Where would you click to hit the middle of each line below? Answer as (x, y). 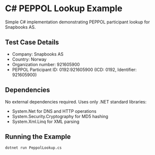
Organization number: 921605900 (46, 64)
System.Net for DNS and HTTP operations (54, 111)
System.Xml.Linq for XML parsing (46, 121)
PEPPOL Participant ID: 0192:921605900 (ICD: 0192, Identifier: (74, 69)
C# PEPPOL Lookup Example (64, 9)
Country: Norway (29, 59)
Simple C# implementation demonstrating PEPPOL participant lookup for (77, 22)
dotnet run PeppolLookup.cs (34, 148)
